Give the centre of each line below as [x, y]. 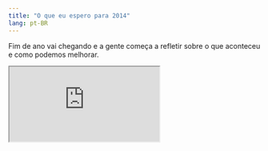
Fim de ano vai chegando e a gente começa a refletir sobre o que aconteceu [134, 46]
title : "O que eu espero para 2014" [69, 16]
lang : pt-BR [28, 23]
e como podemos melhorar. [54, 54]
